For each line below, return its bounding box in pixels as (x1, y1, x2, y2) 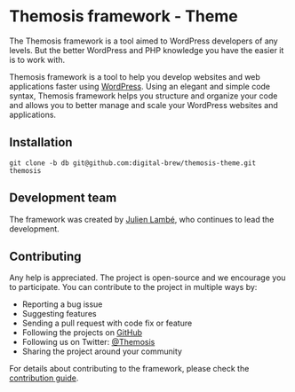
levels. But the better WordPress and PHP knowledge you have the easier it (9, 44, 284, 55)
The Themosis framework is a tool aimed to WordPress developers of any (9, 35, 278, 46)
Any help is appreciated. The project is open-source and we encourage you (9, 272, 286, 283)
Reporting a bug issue (21, 299, 103, 310)
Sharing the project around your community (21, 346, 182, 357)
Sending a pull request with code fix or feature (21, 318, 193, 329)
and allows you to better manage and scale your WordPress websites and (9, 99, 278, 110)
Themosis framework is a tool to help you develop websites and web (9, 71, 260, 82)
